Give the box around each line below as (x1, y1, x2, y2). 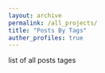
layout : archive (8, 11, 62, 20)
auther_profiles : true (8, 33, 84, 42)
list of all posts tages (8, 56, 76, 65)
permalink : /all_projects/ (8, 19, 98, 27)
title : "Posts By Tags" (8, 26, 87, 34)
